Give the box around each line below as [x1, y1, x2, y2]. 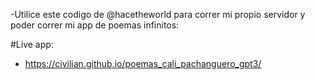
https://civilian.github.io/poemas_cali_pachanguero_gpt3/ [24, 58, 262, 69]
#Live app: [10, 39, 54, 50]
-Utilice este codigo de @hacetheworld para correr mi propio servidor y [10, 9, 306, 20]
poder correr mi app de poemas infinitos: [10, 19, 180, 31]
